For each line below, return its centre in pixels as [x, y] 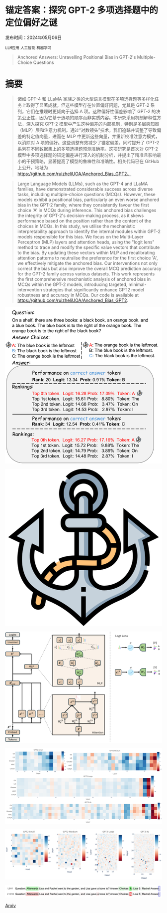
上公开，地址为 [33, 167]
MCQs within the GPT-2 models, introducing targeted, [72, 284]
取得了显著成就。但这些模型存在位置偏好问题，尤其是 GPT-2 [88, 105]
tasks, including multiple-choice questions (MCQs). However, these [86, 194]
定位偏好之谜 [32, 23]
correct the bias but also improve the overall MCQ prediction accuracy [89, 268]
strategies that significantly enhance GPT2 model [93, 289]
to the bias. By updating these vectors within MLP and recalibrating [86, 252]
